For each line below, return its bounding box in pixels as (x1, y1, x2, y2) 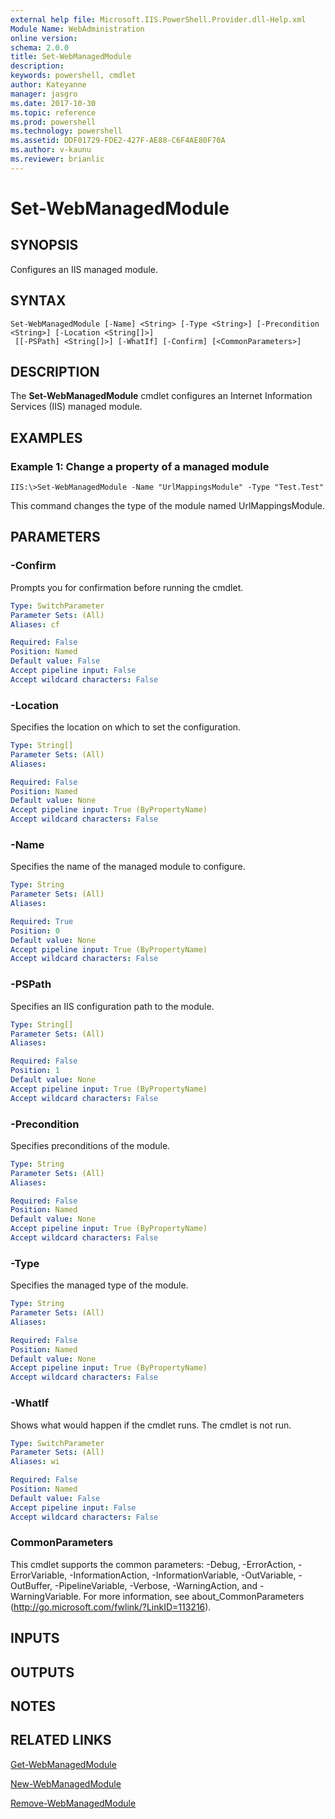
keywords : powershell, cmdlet (10, 71, 137, 81)
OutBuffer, (10, 1579, 53, 1591)
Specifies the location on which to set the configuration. (10, 721, 242, 733)
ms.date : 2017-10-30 (10, 98, 97, 108)
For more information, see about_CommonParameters (83, 1590, 305, 1602)
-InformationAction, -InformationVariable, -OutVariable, (69, 1569, 297, 1581)
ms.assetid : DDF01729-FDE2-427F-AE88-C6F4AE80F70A (10, 136, 226, 146)
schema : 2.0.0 (10, 42, 70, 53)
